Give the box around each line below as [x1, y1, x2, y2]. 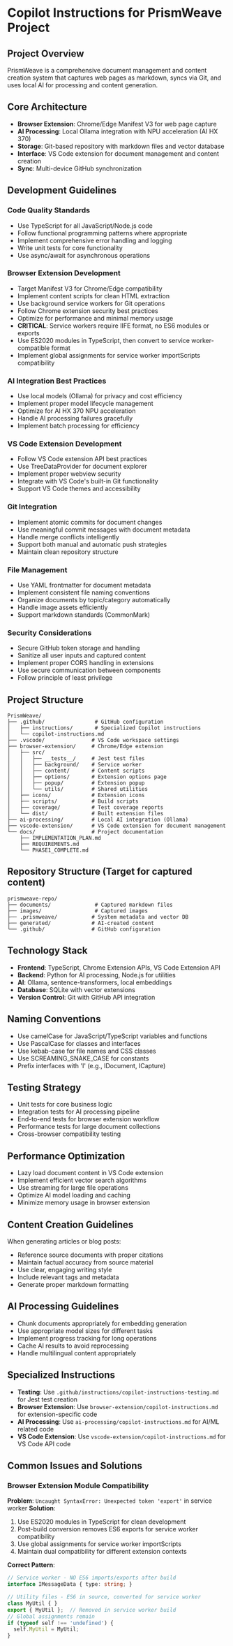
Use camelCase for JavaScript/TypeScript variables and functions [17, 1032, 208, 1040]
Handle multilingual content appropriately [17, 1348, 137, 1357]
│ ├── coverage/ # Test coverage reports [7, 804, 164, 811]
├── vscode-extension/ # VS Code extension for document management [7, 822, 227, 829]
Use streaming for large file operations [17, 1183, 129, 1192]
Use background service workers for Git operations [17, 299, 165, 307]
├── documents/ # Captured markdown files [7, 901, 173, 908]
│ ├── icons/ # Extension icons [7, 792, 145, 799]
